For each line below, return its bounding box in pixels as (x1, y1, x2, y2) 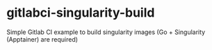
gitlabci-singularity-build (6, 5, 155, 21)
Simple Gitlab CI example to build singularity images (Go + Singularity (6, 28, 206, 36)
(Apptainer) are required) (6, 35, 78, 43)
